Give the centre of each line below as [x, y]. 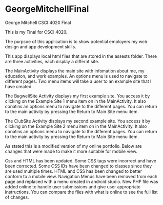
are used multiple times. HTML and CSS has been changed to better [74, 171]
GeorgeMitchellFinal [47, 9]
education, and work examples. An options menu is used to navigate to [76, 76]
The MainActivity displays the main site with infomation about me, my [75, 71]
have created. [19, 86]
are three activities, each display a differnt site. [52, 61]
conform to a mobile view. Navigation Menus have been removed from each [81, 176]
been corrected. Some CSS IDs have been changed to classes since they [79, 166]
